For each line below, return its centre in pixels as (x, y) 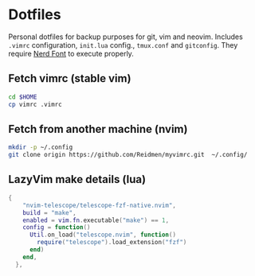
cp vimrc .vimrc (35, 104)
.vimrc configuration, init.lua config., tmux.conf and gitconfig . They (123, 45)
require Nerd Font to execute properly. (71, 53)
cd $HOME (23, 97)
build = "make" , (50, 212)
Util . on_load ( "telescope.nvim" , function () (103, 235)
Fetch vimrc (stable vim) (70, 78)
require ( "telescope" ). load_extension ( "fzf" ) (112, 243)
